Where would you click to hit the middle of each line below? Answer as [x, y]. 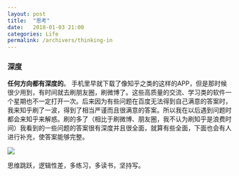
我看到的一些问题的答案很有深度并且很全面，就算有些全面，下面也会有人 [126, 128]
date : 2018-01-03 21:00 [46, 27]
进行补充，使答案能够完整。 [48, 137]
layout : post [27, 14]
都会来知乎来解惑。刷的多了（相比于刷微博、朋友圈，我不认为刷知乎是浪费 [116, 119]
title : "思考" [29, 21]
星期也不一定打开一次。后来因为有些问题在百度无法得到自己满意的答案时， [122, 101]
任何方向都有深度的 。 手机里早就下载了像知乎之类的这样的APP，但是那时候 [117, 83]
